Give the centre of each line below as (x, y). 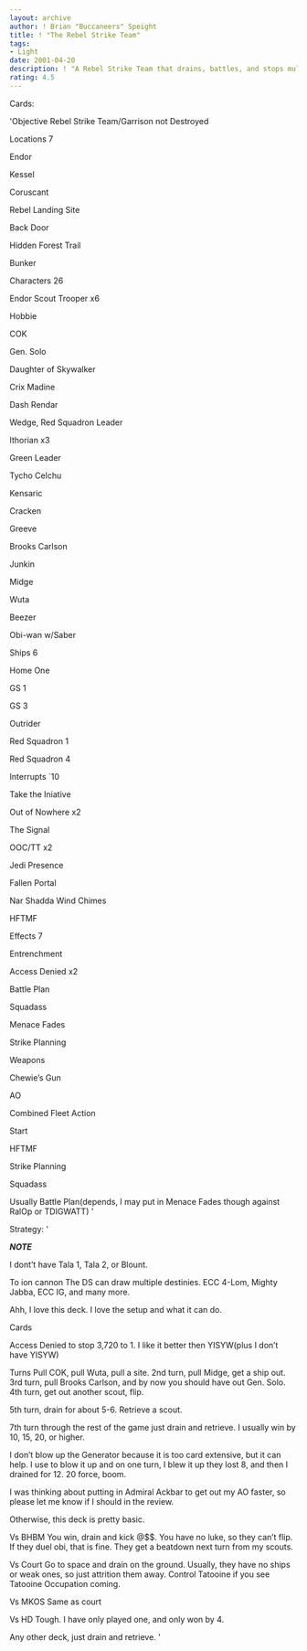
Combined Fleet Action (53, 1113)
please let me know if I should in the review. (92, 1501)
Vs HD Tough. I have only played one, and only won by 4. (117, 1619)
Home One (30, 670)
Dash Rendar (34, 404)
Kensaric (26, 493)
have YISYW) (34, 1355)
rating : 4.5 (32, 78)
